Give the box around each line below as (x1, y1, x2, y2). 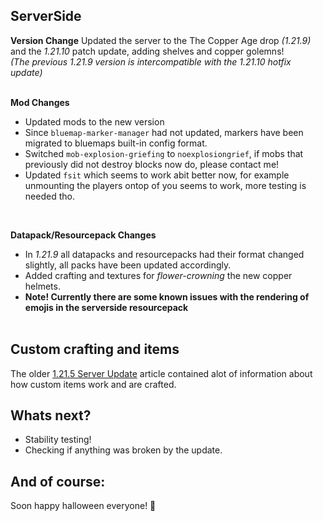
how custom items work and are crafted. (10, 378, 177, 390)
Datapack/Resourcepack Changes (10, 229, 157, 241)
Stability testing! (24, 434, 92, 446)
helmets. (24, 280, 61, 292)
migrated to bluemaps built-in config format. (24, 137, 208, 149)
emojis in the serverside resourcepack (24, 301, 189, 313)
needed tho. (24, 190, 75, 202)
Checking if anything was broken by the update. (24, 444, 223, 456)
